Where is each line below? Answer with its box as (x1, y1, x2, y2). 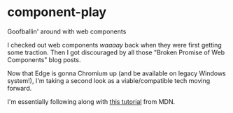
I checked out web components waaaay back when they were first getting (7, 40, 222, 49)
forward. (7, 84, 32, 92)
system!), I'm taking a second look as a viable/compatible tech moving (7, 76, 211, 84)
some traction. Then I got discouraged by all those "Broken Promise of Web (7, 48, 225, 56)
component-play (7, 4, 107, 20)
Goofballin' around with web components (7, 27, 127, 36)
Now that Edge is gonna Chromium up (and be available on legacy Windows (7, 69, 226, 77)
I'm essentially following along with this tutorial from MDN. (7, 97, 176, 105)
